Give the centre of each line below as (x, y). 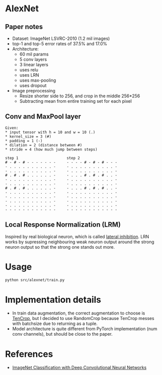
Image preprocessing (34, 91)
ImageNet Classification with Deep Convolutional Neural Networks (79, 368)
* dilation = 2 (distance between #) (44, 145)
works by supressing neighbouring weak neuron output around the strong (80, 242)
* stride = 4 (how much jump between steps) (51, 149)
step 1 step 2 (42, 158)
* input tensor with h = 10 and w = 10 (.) (50, 132)
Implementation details (53, 300)
